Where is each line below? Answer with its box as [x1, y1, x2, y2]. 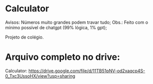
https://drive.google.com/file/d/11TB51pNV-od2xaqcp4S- [28, 68, 146, 74]
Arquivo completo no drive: [5, 51, 120, 63]
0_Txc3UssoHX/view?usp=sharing [5, 73, 76, 79]
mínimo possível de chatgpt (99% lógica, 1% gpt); [5, 24, 107, 30]
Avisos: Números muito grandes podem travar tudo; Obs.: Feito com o [5, 19, 148, 25]
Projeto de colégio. [5, 34, 44, 40]
